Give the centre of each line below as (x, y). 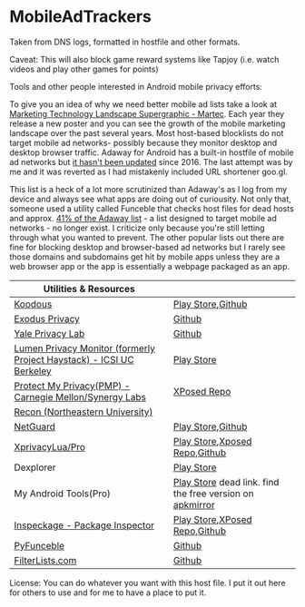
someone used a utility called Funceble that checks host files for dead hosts (152, 208)
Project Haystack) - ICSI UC (74, 359)
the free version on (213, 494)
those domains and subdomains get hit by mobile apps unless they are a (145, 257)
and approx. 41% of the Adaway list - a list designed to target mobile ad (143, 218)
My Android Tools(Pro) (63, 494)
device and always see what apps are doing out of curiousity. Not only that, (151, 199)
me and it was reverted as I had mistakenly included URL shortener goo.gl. (149, 171)
